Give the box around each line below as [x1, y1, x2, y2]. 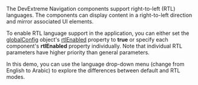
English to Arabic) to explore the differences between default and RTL [6, 67, 180, 74]
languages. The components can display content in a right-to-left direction [6, 11, 193, 19]
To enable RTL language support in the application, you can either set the [6, 30, 190, 37]
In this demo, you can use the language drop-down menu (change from [6, 60, 185, 68]
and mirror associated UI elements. [6, 18, 94, 25]
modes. [6, 74, 25, 80]
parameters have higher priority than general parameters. [6, 49, 150, 56]
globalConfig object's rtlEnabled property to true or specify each [6, 36, 168, 43]
